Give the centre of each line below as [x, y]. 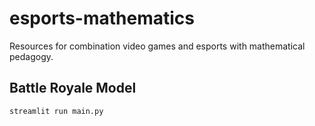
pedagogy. [31, 56]
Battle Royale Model [73, 88]
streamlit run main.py [56, 111]
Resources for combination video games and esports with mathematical [157, 46]
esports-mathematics [102, 18]
